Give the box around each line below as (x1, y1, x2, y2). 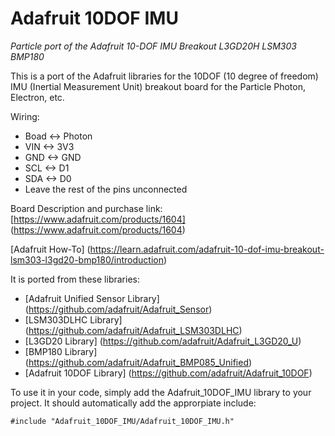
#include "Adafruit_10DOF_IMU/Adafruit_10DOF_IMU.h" (10, 416, 235, 426)
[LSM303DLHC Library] (24, 313, 123, 326)
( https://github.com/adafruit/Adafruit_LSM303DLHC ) (24, 324, 243, 336)
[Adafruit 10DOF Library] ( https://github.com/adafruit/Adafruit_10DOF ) (24, 367, 313, 379)
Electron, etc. (10, 91, 65, 103)
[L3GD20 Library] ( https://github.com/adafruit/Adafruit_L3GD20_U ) (24, 335, 302, 347)
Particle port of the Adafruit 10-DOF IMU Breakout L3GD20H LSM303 (10, 40, 297, 52)
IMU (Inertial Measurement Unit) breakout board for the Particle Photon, (10, 80, 306, 92)
